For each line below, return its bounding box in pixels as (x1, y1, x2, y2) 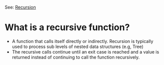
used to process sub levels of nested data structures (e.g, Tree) (12, 43, 144, 49)
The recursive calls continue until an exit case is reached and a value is (12, 48, 159, 54)
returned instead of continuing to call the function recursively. (12, 54, 140, 60)
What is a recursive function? (5, 22, 130, 33)
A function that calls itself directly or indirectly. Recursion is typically (12, 38, 153, 44)
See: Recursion (5, 4, 36, 10)
